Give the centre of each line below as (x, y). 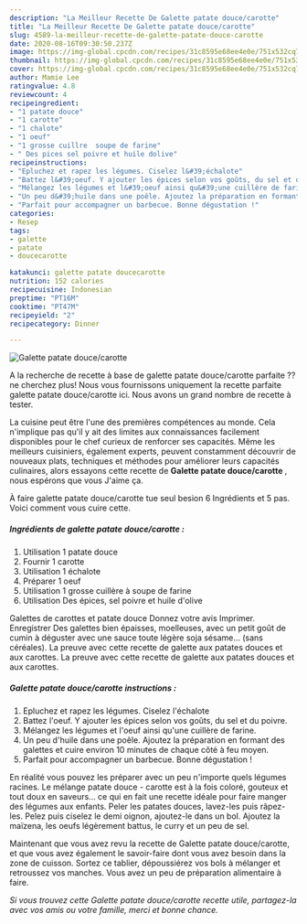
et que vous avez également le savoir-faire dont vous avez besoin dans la (148, 854)
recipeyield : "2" (42, 315)
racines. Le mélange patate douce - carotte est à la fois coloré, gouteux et (149, 787)
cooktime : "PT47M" (44, 306)
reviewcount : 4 (38, 94)
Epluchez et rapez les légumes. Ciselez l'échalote (116, 711)
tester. (21, 404)
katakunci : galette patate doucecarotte (88, 273)
